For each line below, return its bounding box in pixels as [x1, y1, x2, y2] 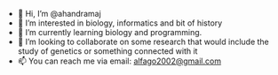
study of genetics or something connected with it [17, 46, 198, 56]
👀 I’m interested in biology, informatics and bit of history [17, 18, 223, 28]
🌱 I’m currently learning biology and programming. [17, 27, 203, 37]
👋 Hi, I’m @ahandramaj [17, 9, 102, 19]
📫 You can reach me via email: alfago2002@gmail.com [17, 56, 222, 66]
